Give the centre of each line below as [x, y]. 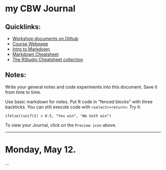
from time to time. [23, 92]
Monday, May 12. [41, 150]
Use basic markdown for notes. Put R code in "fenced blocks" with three [79, 102]
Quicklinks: [23, 27]
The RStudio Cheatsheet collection [47, 59]
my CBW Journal [40, 9]
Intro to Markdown [31, 49]
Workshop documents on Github [45, 38]
